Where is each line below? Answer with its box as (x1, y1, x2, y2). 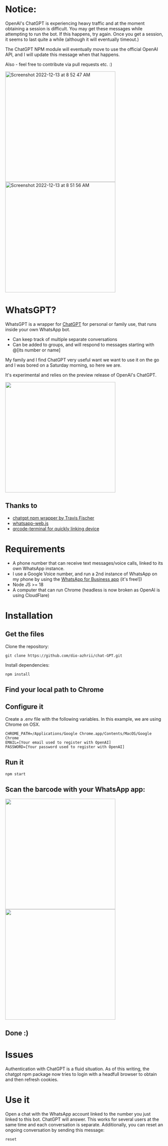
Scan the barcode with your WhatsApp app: (5, 785, 145, 794)
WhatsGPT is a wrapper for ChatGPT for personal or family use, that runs (5, 321, 157, 327)
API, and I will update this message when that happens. (5, 52, 120, 58)
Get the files (5, 630, 44, 638)
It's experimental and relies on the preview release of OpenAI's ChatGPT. (5, 372, 157, 378)
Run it (5, 758, 24, 767)
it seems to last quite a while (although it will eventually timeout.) (5, 36, 139, 42)
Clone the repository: (5, 643, 49, 650)
